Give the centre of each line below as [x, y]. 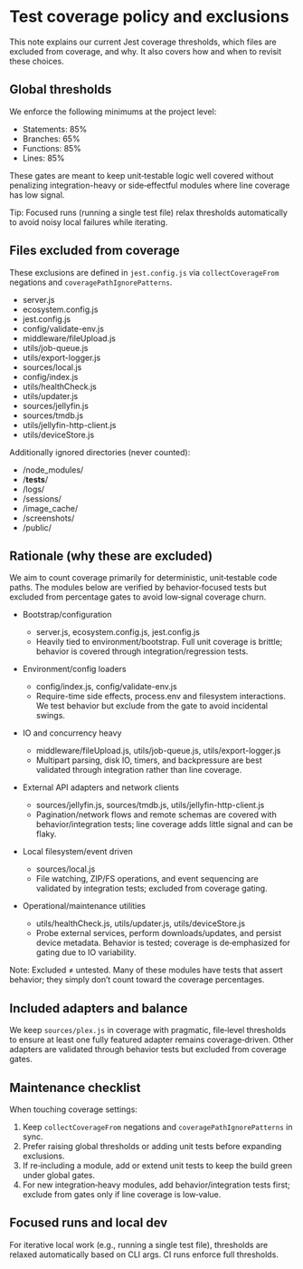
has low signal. [37, 195]
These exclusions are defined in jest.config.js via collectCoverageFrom [144, 272]
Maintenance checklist [76, 1087]
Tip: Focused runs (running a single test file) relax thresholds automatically [148, 212]
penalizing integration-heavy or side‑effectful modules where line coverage [150, 185]
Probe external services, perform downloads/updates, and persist [159, 933]
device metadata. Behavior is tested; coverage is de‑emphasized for [163, 943]
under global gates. [59, 1175]
